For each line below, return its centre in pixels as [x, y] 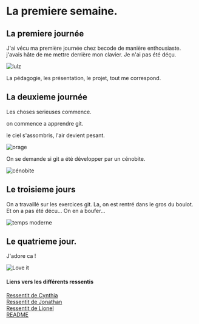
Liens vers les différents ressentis [50, 282]
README [18, 314]
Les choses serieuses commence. [49, 112]
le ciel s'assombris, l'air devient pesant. [56, 135]
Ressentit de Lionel [30, 308]
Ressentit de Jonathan [34, 302]
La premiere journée [45, 34]
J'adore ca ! [21, 256]
